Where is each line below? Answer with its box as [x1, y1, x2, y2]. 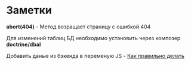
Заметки [6, 4, 52, 17]
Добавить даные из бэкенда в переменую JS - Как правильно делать [6, 52, 185, 59]
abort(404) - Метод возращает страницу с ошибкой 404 [6, 23, 151, 30]
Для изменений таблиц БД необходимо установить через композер [6, 34, 181, 41]
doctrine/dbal [6, 41, 41, 48]
